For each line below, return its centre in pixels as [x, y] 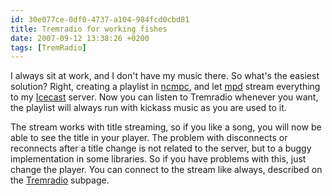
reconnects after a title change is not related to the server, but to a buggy [161, 148]
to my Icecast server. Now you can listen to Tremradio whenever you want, [164, 97]
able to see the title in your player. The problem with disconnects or [149, 138]
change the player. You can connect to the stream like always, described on [166, 170]
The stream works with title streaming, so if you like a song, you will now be [166, 127]
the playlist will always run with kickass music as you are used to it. [148, 108]
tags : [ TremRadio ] [48, 47]
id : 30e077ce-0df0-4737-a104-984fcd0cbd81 [100, 19]
